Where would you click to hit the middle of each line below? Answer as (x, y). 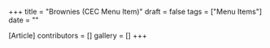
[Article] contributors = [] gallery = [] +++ (78, 36)
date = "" (24, 20)
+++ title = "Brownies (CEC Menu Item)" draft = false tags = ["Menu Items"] (135, 12)
